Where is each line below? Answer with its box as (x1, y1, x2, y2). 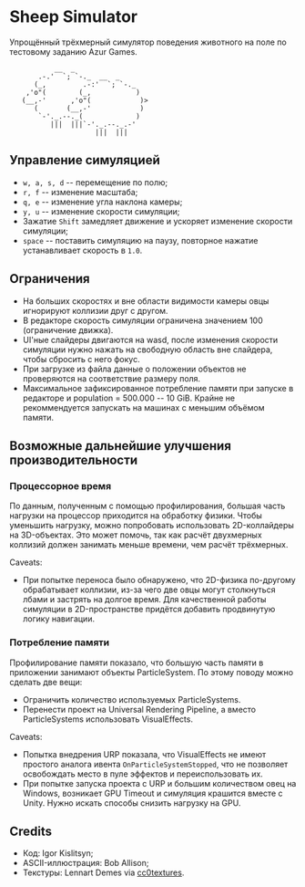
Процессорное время (9, 479, 112, 492)
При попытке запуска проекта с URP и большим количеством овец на (22, 777, 297, 788)
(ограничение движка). (22, 324, 114, 335)
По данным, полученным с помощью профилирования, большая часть (9, 500, 286, 512)
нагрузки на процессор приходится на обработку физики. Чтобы (9, 510, 262, 521)
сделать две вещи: (9, 676, 83, 687)
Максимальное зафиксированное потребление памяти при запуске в (22, 382, 294, 393)
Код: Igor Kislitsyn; (22, 848, 94, 859)
